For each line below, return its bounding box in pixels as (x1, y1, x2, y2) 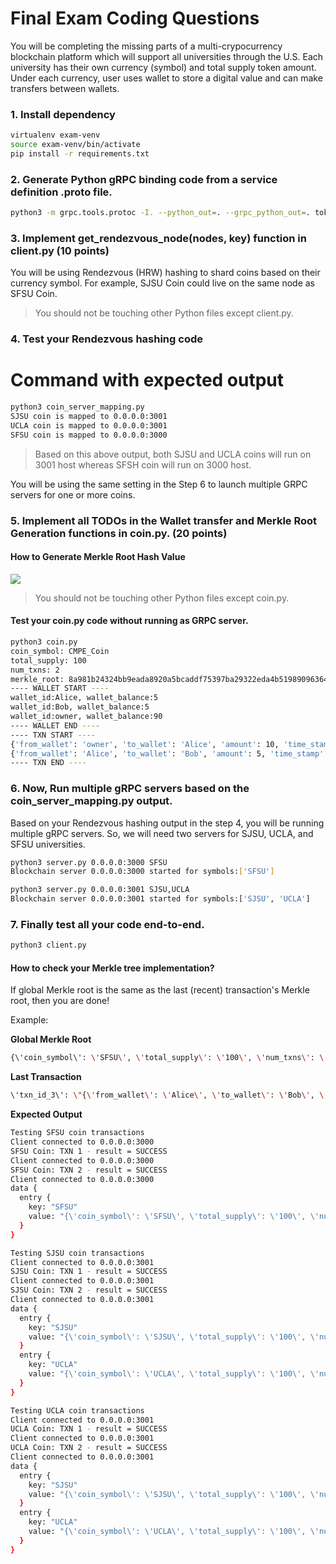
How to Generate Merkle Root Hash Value (10, 551, 186, 563)
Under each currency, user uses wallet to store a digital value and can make (10, 72, 323, 84)
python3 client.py (10, 940, 87, 951)
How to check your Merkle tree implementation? (10, 962, 215, 974)
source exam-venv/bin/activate (10, 140, 141, 150)
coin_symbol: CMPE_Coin (10, 646, 110, 656)
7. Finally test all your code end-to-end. (10, 917, 205, 931)
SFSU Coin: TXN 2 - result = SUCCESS (10, 1165, 168, 1175)
